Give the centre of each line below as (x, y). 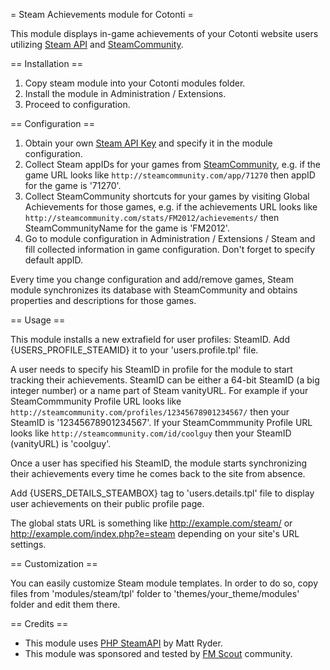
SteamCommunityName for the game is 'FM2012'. (127, 228)
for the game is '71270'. (73, 185)
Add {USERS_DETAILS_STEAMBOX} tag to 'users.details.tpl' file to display (162, 493)
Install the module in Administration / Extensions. (125, 93)
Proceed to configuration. (77, 104)
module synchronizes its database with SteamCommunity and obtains (154, 290)
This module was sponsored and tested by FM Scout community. (158, 653)
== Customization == (54, 563)
